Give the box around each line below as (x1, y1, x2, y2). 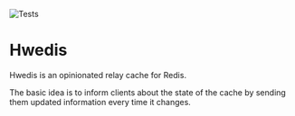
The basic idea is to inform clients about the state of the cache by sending (9, 86, 287, 98)
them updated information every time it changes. (9, 96, 192, 107)
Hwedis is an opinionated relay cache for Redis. (9, 69, 187, 80)
